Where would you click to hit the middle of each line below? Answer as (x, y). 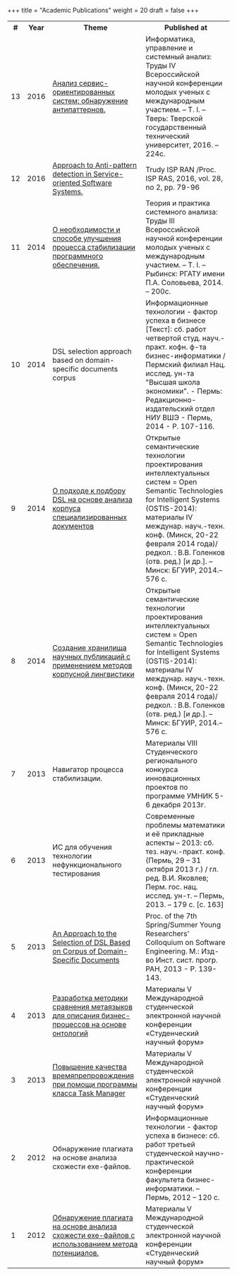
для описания (76, 1016)
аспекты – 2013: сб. (180, 843)
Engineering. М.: (172, 951)
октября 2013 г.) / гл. (182, 869)
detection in (72, 174)
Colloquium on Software (186, 943)
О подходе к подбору (89, 491)
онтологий (70, 1033)
